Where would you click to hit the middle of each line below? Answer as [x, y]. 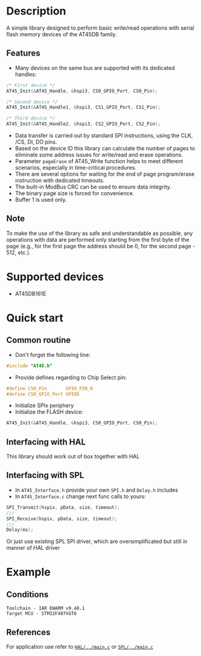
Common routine [39, 340]
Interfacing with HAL [46, 442]
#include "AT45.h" [29, 366]
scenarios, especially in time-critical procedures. [76, 168]
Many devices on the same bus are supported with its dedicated [95, 68]
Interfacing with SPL [45, 475]
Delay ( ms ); [20, 530]
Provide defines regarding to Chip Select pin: [71, 377]
